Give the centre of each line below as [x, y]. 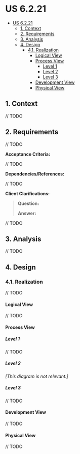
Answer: [27, 213]
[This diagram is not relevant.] [37, 376]
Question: [28, 203]
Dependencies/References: [35, 174]
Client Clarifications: [27, 193]
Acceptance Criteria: [28, 154]
